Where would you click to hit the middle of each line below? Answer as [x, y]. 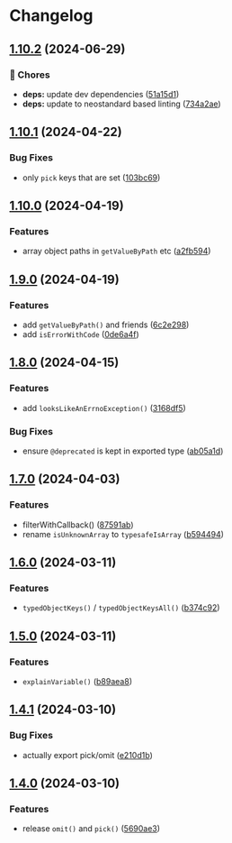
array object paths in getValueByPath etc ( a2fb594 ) [116, 251]
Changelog [51, 16]
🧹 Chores [30, 75]
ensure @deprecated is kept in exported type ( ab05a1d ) [123, 451]
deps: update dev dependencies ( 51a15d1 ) [101, 94]
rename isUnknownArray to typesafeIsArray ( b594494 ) [123, 534]
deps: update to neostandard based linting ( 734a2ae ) [122, 104]
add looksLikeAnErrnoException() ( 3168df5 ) [104, 408]
